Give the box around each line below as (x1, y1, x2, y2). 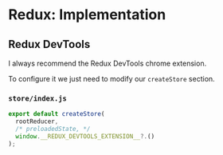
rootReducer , (15, 117, 59, 125)
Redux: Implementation (8, 6, 166, 24)
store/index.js (8, 93, 68, 103)
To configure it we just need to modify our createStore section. (8, 74, 215, 83)
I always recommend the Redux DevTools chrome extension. (8, 58, 207, 68)
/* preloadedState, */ (15, 125, 91, 133)
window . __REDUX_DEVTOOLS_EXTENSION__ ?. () (15, 132, 155, 141)
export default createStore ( (8, 110, 105, 118)
